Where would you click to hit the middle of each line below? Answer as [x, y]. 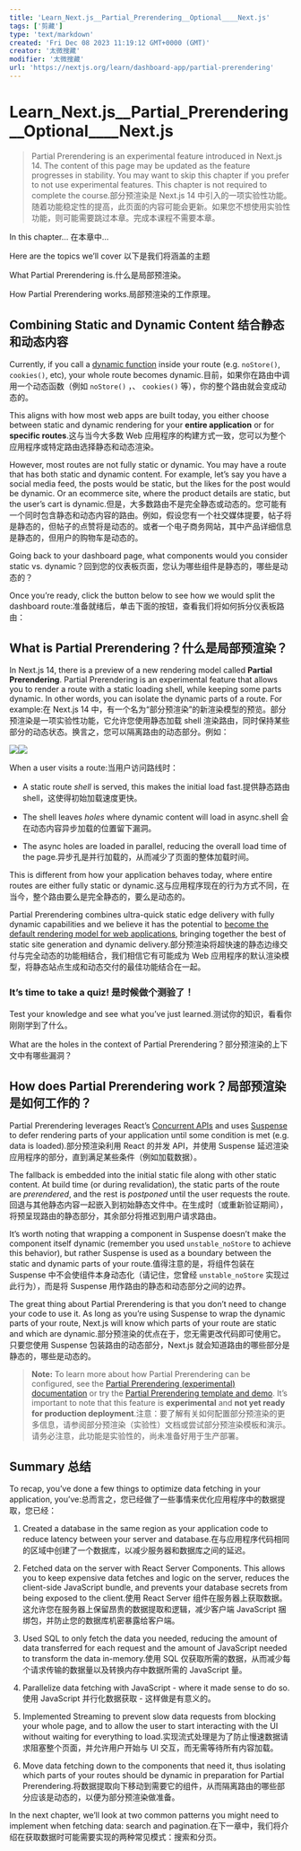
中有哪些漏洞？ [44, 1055]
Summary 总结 [50, 1466]
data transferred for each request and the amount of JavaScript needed [155, 1648]
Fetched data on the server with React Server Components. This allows [154, 1568]
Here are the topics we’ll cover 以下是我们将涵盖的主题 [110, 256]
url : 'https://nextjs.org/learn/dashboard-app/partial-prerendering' [142, 68]
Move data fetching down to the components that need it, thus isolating [154, 1766]
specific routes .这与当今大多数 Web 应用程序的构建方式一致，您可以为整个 [148, 435]
